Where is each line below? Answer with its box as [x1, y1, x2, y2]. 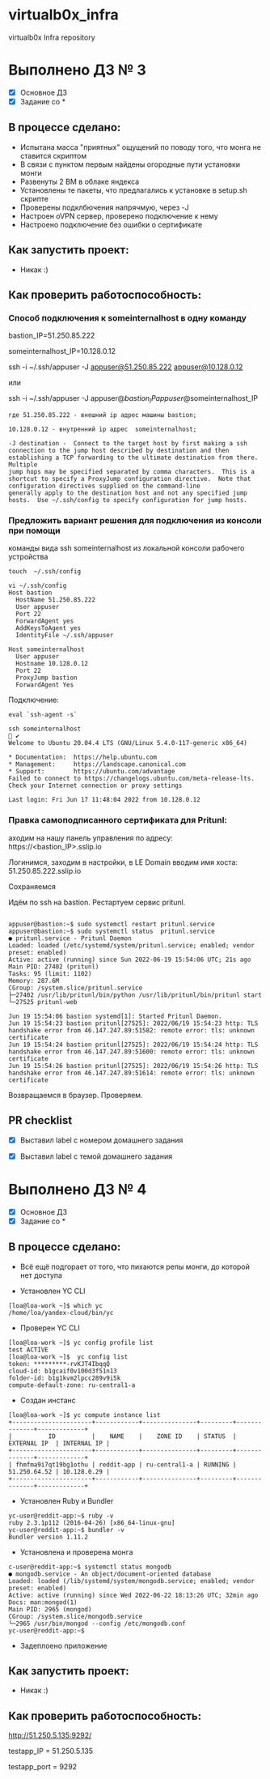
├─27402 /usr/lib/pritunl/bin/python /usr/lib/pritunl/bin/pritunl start [8, 990, 263, 999]
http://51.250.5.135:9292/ [8, 1730, 92, 1740]
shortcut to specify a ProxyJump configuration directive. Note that [8, 475, 251, 483]
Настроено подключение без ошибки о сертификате [19, 219, 203, 229]
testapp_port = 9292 [8, 1762, 78, 1772]
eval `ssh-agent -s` [8, 711, 78, 719]
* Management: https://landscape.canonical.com [8, 760, 186, 768]
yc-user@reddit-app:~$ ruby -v [8, 1512, 114, 1520]
